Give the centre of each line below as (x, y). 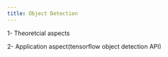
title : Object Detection (43, 13)
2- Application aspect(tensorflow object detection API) (84, 46)
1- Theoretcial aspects (38, 33)
